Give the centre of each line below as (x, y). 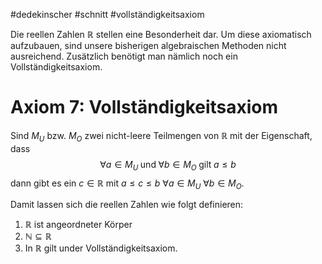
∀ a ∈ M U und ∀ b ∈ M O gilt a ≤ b (168, 165)
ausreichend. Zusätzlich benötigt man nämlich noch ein (124, 56)
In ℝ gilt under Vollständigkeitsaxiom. (101, 248)
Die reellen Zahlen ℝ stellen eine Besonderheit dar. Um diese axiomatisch (161, 34)
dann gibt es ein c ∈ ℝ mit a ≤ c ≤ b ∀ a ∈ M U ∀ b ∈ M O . (127, 184)
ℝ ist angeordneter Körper (78, 225)
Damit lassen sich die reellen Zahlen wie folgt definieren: (127, 205)
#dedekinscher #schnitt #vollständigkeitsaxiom (107, 14)
